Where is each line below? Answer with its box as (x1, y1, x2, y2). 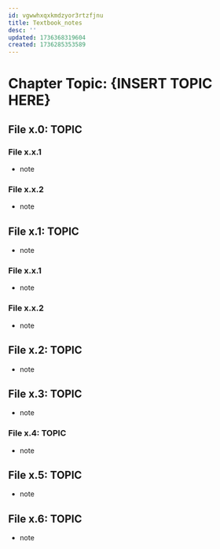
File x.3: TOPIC (8, 387, 82, 400)
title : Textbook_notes (8, 19, 82, 27)
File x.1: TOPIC (8, 224, 80, 238)
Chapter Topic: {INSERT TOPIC (8, 75, 213, 93)
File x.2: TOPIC (8, 343, 82, 357)
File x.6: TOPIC (8, 512, 82, 525)
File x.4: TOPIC (8, 428, 67, 439)
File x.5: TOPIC (8, 469, 82, 482)
